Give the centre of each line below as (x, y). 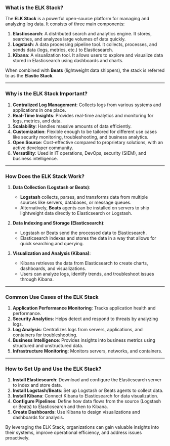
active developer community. (43, 148)
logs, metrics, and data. (37, 121)
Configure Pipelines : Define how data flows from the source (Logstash (87, 402)
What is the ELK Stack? (34, 8)
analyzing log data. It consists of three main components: (65, 24)
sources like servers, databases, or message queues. (76, 202)
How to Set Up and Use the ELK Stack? (53, 369)
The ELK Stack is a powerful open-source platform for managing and (77, 19)
